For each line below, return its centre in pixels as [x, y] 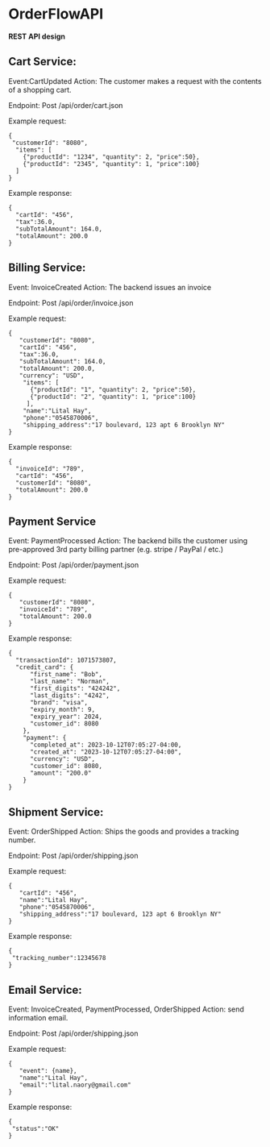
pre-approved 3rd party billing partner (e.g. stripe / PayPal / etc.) [116, 550]
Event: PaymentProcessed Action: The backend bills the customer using [128, 541]
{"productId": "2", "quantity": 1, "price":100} [113, 397]
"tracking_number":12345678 [59, 958]
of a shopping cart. [40, 89]
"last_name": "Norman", [70, 682]
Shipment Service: [56, 812]
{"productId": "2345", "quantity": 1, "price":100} [111, 164]
